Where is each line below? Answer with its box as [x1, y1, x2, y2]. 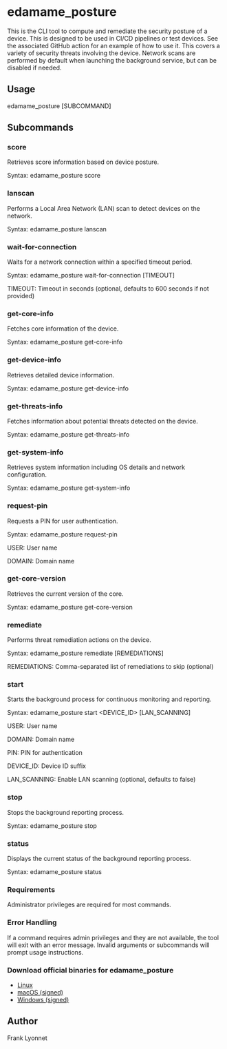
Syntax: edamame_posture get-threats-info [7, 430, 130, 438]
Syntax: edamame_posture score [7, 172, 101, 180]
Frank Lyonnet [7, 1034, 48, 1042]
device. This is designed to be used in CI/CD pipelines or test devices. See [7, 34, 219, 42]
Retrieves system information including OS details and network [7, 463, 186, 472]
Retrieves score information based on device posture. [7, 158, 160, 166]
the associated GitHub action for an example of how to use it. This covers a [7, 41, 220, 50]
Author [7, 1015, 38, 1027]
